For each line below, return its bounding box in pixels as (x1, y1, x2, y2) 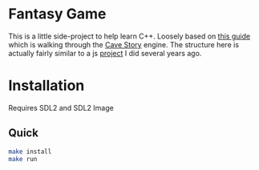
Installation (8, 77, 85, 95)
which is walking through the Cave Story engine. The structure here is (8, 39, 239, 49)
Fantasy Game (8, 5, 107, 23)
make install (8, 148, 52, 156)
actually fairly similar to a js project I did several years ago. (8, 48, 202, 58)
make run (8, 155, 38, 163)
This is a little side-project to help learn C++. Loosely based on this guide (8, 31, 251, 41)
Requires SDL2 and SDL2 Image (8, 103, 114, 112)
